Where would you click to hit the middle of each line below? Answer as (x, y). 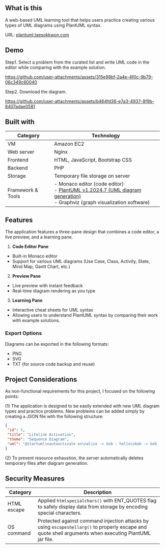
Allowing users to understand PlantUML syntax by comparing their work (85, 315)
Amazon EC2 (69, 144)
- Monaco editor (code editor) (89, 184)
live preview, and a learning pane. (39, 237)
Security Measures (35, 479)
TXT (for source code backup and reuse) (54, 364)
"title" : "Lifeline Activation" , (41, 435)
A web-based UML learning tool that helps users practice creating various (80, 20)
